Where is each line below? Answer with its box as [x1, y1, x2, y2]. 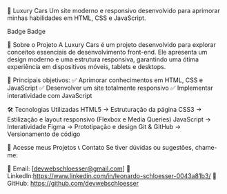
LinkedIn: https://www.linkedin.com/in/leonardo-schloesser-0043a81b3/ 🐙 [7, 172, 217, 180]
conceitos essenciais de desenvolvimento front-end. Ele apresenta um [7, 48, 208, 56]
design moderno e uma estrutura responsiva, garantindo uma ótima [7, 55, 199, 64]
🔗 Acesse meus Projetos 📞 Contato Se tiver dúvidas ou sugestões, [7, 144, 194, 151]
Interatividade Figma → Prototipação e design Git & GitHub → [7, 123, 181, 130]
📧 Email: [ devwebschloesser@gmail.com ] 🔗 [7, 164, 131, 173]
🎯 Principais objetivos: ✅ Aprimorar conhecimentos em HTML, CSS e [7, 76, 204, 84]
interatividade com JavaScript [7, 92, 92, 99]
